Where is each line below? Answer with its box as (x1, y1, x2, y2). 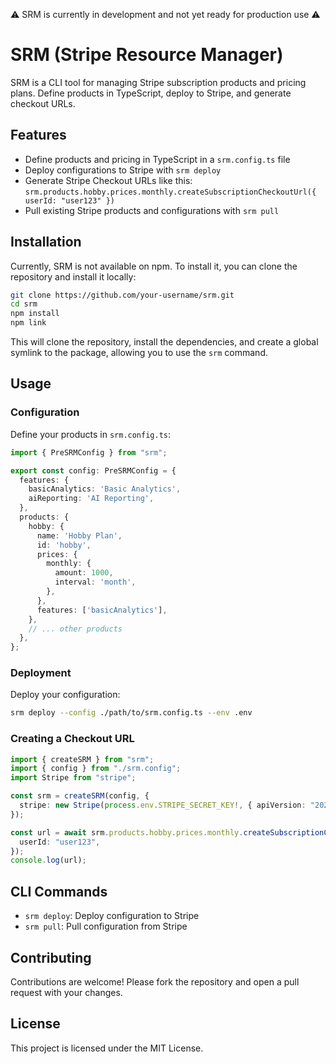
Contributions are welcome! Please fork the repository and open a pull (10, 975, 300, 988)
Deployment (10, 666, 72, 680)
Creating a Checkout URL (10, 732, 135, 746)
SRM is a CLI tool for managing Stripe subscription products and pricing (10, 76, 307, 88)
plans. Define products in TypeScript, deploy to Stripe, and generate (10, 87, 292, 99)
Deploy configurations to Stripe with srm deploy (24, 164, 222, 176)
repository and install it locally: (10, 270, 137, 283)
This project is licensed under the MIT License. (10, 1042, 204, 1054)
